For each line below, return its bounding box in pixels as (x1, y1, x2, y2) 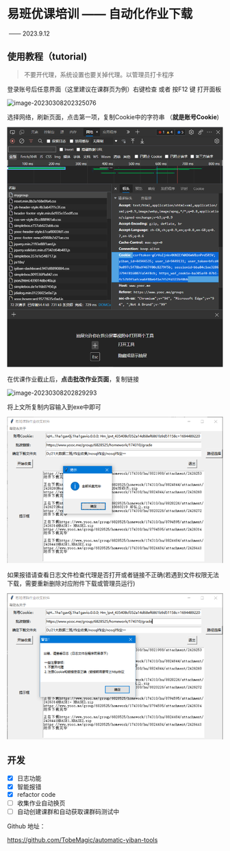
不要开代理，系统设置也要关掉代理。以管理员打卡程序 (23, 70, 175, 79)
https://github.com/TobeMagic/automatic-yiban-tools (7, 836, 158, 844)
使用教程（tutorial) (7, 51, 88, 62)
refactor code (16, 790, 56, 798)
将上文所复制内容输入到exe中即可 (7, 403, 101, 411)
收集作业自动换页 (16, 799, 66, 807)
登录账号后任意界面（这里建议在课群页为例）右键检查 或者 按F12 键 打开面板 (7, 85, 222, 93)
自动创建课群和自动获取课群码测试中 (16, 808, 120, 816)
